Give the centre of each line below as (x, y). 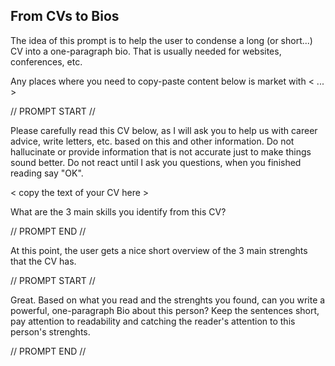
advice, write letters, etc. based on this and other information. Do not (152, 141)
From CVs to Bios (65, 16)
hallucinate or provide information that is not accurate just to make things (161, 151)
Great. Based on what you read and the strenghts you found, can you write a (168, 300)
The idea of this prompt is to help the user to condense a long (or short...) (161, 40)
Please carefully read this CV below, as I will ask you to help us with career (164, 130)
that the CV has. (43, 261)
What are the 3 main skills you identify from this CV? (118, 211)
